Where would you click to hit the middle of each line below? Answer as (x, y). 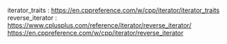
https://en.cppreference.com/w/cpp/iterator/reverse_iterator (95, 33)
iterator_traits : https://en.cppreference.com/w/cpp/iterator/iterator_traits (113, 10)
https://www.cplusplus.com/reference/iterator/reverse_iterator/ (99, 25)
